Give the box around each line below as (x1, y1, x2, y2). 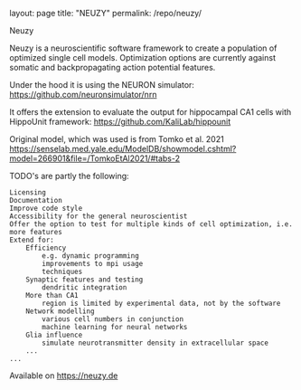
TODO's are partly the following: (9, 171, 129, 181)
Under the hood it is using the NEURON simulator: (9, 80, 194, 90)
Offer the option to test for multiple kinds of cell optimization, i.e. (9, 220, 294, 229)
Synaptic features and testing (25, 275, 144, 284)
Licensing (9, 188, 47, 197)
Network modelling (25, 307, 95, 316)
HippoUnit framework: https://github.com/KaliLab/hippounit (9, 117, 231, 127)
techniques (42, 267, 83, 276)
